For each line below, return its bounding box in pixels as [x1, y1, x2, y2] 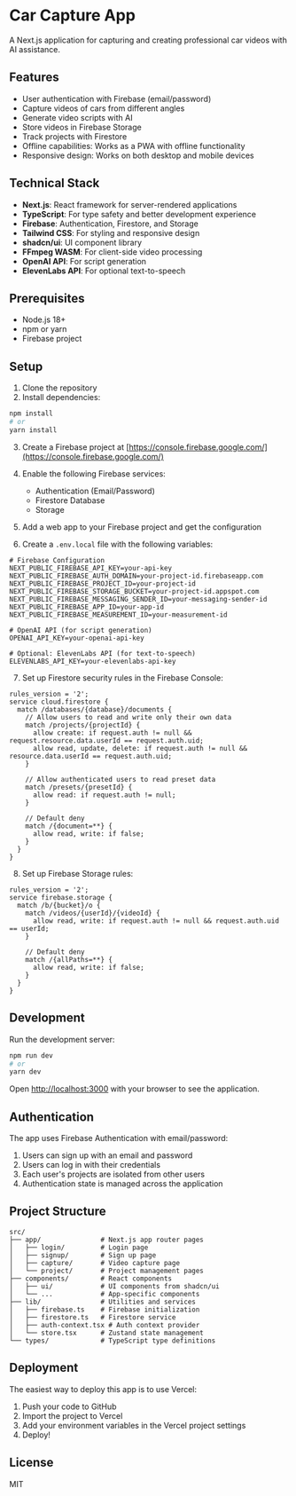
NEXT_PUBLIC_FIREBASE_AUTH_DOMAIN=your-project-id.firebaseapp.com [9, 571, 264, 580]
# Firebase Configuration [9, 555, 105, 564]
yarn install [9, 425, 58, 435]
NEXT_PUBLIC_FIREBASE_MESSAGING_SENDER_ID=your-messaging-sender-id [9, 594, 268, 603]
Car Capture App [9, 5, 136, 26]
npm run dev [9, 1051, 53, 1060]
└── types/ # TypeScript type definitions [9, 1336, 216, 1345]
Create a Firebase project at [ [21, 441, 130, 453]
